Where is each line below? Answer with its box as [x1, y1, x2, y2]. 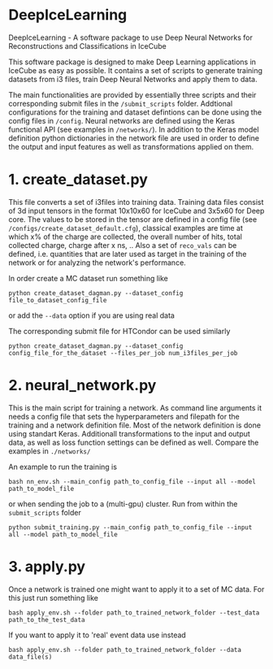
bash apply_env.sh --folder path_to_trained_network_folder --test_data [8, 608, 260, 617]
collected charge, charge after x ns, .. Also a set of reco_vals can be [8, 240, 237, 250]
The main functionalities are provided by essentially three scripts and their [8, 89, 257, 99]
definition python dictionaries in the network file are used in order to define [8, 132, 260, 143]
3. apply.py [8, 558, 86, 576]
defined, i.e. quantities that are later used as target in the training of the [8, 249, 247, 258]
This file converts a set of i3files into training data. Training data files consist [8, 197, 264, 206]
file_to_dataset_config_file [8, 296, 107, 304]
